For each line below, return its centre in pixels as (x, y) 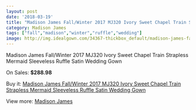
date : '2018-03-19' (30, 17)
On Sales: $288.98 (29, 72)
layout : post (22, 11)
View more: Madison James (39, 101)
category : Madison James (36, 28)
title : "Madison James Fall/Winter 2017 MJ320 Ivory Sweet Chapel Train (96, 22)
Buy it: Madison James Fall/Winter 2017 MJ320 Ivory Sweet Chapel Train (94, 84)
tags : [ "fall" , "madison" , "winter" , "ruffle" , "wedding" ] (74, 33)
